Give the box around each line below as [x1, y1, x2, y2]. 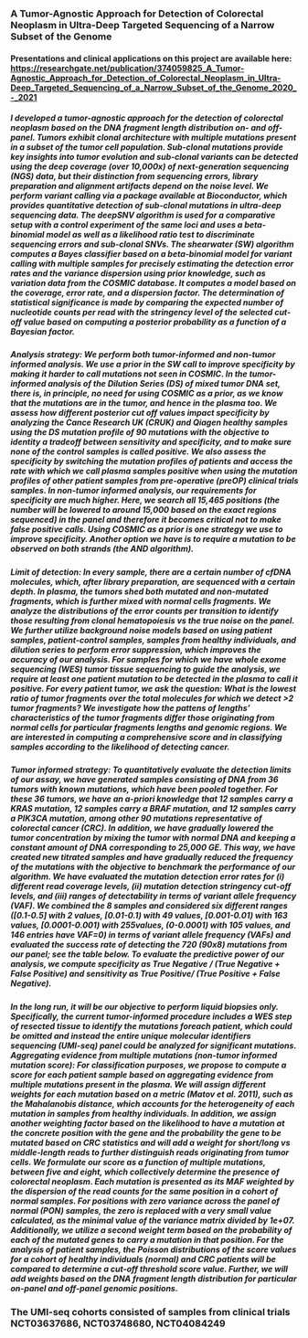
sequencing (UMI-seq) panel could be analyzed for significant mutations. [10, 1040, 297, 1051]
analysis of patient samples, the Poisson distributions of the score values [10, 1244, 297, 1255]
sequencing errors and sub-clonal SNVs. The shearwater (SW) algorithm [10, 239, 295, 250]
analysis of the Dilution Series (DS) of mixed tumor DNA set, [48, 378, 281, 389]
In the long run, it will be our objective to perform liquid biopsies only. [10, 1001, 279, 1012]
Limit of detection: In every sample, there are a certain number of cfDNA [10, 566, 292, 578]
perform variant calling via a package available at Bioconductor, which [10, 190, 288, 201]
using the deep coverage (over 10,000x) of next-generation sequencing [10, 161, 290, 172]
